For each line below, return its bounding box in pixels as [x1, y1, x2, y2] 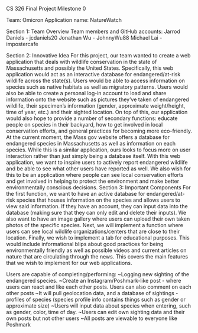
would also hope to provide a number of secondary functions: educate [6, 115, 178, 122]
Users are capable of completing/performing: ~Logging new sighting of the [6, 271, 190, 277]
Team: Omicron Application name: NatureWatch [6, 17, 122, 23]
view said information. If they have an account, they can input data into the [6, 203, 188, 209]
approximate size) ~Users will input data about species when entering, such [6, 302, 191, 309]
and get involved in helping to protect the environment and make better [6, 177, 179, 185]
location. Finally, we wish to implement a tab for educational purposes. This [6, 234, 190, 241]
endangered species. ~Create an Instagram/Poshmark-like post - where [6, 277, 181, 284]
